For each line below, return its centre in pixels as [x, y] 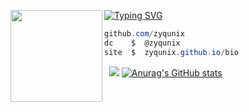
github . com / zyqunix [144, 34]
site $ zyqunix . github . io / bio [171, 52]
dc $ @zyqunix [142, 43]
